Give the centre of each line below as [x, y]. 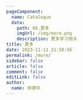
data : [18, 22]
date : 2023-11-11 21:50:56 [39, 50]
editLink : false [26, 77]
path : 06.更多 [33, 28]
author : [16, 83]
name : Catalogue [31, 17]
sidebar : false [25, 61]
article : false [25, 66]
